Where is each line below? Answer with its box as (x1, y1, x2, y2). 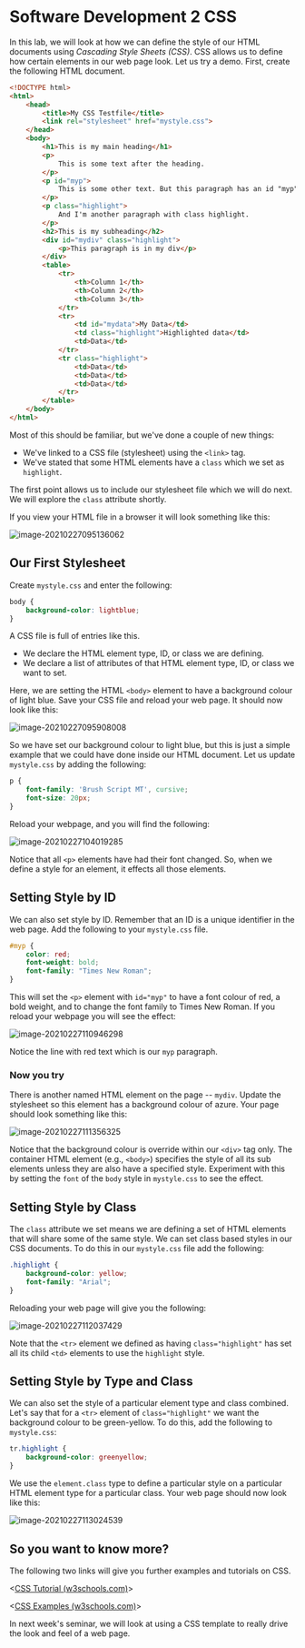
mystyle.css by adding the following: (9, 759, 147, 770)
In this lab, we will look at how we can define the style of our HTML (9, 36, 261, 47)
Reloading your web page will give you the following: (9, 1302, 207, 1313)
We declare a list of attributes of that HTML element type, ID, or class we (22, 658, 295, 669)
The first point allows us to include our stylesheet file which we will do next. (9, 484, 293, 495)
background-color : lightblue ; (25, 605, 141, 615)
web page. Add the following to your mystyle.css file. (9, 924, 209, 935)
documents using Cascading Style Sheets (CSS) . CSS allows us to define (9, 45, 283, 56)
